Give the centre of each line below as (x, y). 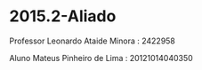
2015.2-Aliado (63, 16)
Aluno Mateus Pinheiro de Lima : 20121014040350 (101, 58)
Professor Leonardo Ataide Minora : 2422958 (93, 41)
